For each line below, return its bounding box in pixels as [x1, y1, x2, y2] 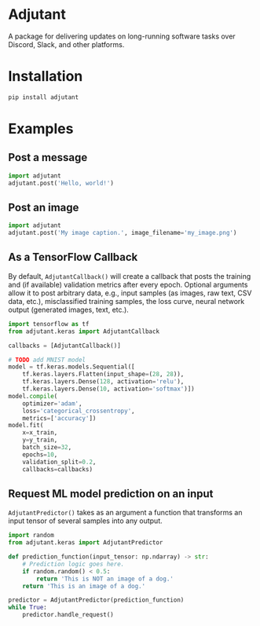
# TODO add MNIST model [8, 356, 86, 364]
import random [8, 532, 55, 540]
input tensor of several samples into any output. [8, 516, 163, 525]
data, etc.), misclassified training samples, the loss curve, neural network [8, 296, 245, 306]
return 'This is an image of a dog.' [22, 582, 146, 590]
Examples [8, 119, 74, 137]
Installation [8, 68, 83, 86]
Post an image [8, 200, 79, 214]
